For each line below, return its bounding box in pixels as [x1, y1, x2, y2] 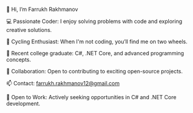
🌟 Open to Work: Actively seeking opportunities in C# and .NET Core [6, 94, 177, 100]
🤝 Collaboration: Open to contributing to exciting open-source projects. [6, 68, 183, 75]
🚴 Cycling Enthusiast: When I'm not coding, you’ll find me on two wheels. [6, 38, 188, 45]
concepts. [6, 56, 31, 63]
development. [6, 100, 40, 107]
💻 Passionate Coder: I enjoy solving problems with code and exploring [6, 18, 183, 25]
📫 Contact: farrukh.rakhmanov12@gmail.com [6, 80, 120, 87]
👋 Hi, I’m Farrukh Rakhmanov [6, 6, 78, 13]
